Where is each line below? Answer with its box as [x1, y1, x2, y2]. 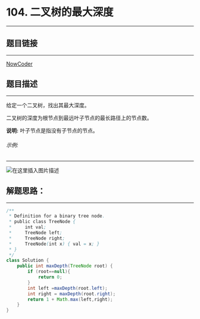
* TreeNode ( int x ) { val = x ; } [8, 241, 100, 247]
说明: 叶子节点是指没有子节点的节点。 [6, 126, 98, 134]
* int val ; [8, 224, 46, 230]
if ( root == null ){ [27, 269, 70, 275]
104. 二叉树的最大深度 [6, 5, 114, 19]
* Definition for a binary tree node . [8, 213, 105, 219]
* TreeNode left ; [8, 230, 62, 236]
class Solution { [6, 258, 49, 264]
